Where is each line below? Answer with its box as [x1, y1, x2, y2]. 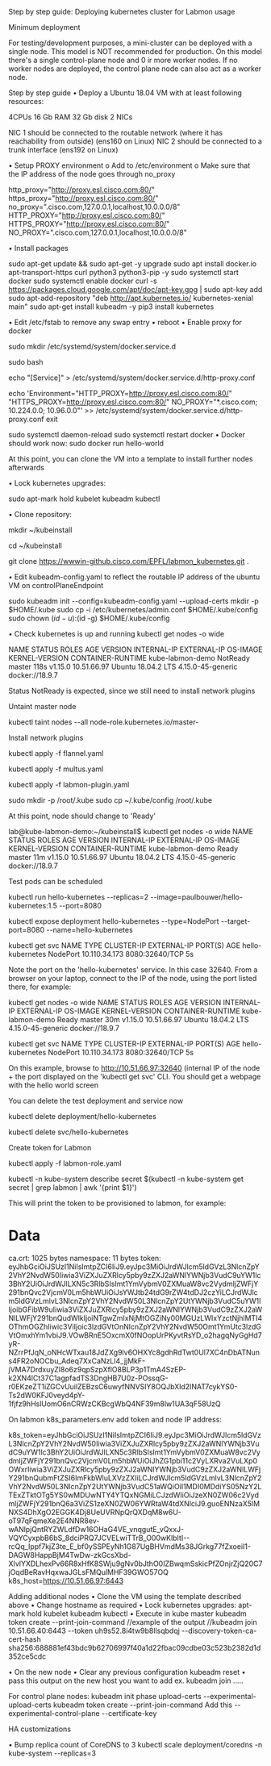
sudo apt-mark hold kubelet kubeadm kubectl [8, 494, 161, 503]
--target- [220, 916, 251, 926]
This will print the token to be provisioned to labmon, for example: [8, 1198, 227, 1208]
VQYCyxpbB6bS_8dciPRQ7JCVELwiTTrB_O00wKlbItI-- [8, 1533, 190, 1543]
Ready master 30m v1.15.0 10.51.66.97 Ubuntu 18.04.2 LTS [56, 1015, 249, 1024]
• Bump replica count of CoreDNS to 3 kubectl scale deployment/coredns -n [8, 1739, 263, 1749]
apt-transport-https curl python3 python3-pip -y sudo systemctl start [8, 268, 240, 277]
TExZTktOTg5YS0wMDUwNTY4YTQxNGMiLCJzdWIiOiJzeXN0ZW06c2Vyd [8, 1490, 260, 1500]
